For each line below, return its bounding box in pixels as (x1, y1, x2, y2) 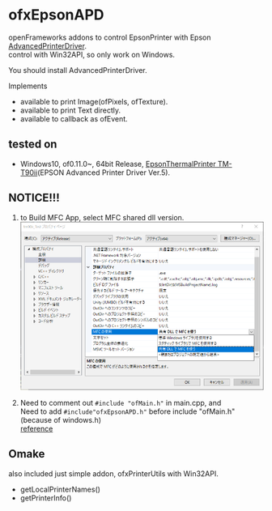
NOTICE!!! (8, 191, 61, 205)
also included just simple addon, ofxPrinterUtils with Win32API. (8, 468, 219, 479)
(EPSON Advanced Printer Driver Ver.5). (37, 168, 171, 177)
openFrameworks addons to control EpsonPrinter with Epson (8, 32, 211, 42)
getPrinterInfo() (19, 492, 72, 503)
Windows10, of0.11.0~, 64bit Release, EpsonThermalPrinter (19, 159, 216, 168)
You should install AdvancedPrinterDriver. (8, 65, 147, 75)
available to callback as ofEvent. (19, 113, 128, 123)
